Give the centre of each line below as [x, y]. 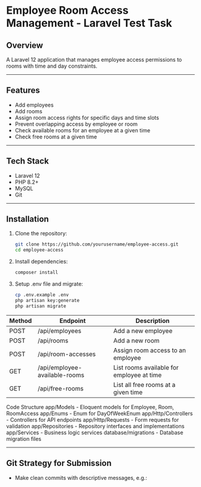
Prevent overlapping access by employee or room [76, 124]
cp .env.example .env [42, 295]
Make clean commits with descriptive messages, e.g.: [81, 477]
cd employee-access [39, 250]
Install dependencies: [41, 262]
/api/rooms [53, 340]
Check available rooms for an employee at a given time [83, 130]
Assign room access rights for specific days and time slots [87, 117]
